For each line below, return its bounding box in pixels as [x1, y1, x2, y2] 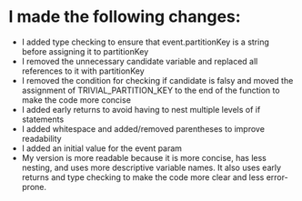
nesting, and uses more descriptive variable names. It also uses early [21, 162, 282, 173]
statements [21, 114, 65, 125]
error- [266, 171, 288, 183]
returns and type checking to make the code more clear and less [21, 171, 265, 183]
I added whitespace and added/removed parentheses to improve [21, 123, 266, 134]
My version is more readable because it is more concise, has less [21, 152, 267, 163]
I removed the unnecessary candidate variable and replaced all [21, 55, 258, 66]
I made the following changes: [8, 6, 242, 27]
